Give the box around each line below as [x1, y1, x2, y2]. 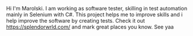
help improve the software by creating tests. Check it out [6, 17, 145, 24]
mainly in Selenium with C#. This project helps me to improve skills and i [6, 11, 183, 18]
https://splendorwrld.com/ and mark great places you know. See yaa [6, 23, 174, 30]
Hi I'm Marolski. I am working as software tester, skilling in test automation [6, 5, 188, 12]
